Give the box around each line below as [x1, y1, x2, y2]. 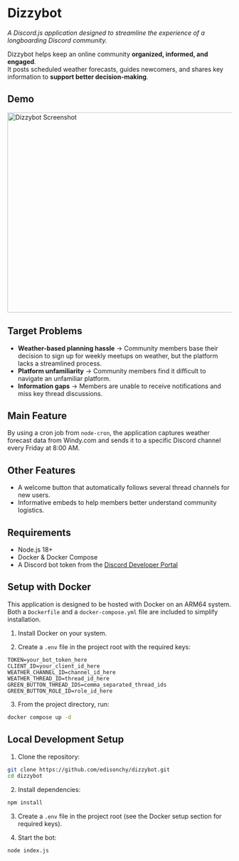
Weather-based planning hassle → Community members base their [17, 343, 218, 353]
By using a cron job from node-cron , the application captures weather [7, 429, 210, 437]
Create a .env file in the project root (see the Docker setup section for [17, 812, 222, 820]
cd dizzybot [7, 773, 43, 780]
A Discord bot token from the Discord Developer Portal [17, 560, 179, 569]
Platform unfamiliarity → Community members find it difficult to [17, 366, 206, 375]
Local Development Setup [7, 734, 124, 746]
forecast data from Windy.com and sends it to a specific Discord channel [7, 436, 221, 445]
